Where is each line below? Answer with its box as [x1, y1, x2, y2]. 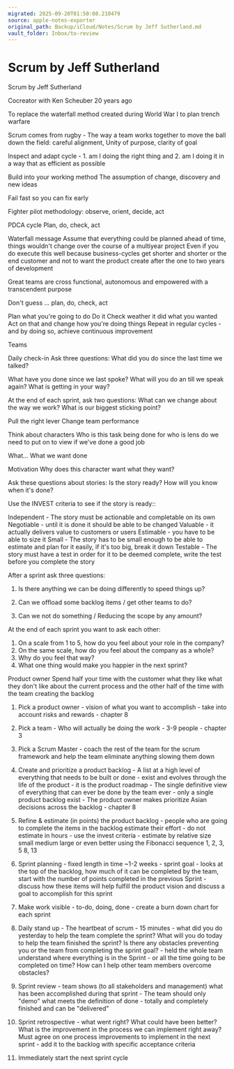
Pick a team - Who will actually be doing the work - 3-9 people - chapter [17, 724, 227, 732]
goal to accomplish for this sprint [17, 889, 113, 898]
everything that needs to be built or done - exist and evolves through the [17, 773, 227, 782]
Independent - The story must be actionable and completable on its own [8, 513, 215, 521]
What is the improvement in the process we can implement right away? [17, 1025, 222, 1034]
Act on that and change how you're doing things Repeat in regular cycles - [8, 319, 221, 328]
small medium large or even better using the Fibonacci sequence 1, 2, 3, [17, 839, 225, 848]
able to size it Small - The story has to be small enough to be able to [8, 535, 203, 544]
